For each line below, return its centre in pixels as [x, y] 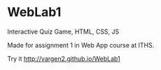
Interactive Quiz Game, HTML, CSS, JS [63, 31]
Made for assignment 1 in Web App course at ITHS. [81, 45]
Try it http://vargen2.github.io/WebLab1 [64, 58]
